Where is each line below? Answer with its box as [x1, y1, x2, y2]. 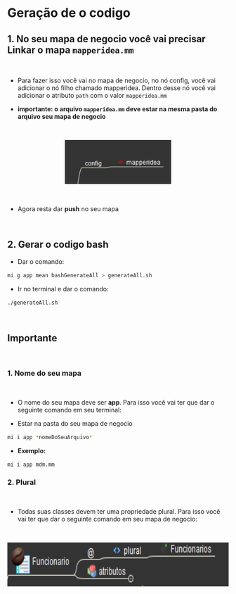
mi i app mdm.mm [7, 461, 55, 468]
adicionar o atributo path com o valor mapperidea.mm [17, 91, 167, 99]
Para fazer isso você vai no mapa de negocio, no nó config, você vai [17, 76, 216, 84]
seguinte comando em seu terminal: [17, 405, 122, 414]
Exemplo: [17, 446, 46, 455]
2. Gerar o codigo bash [7, 239, 109, 251]
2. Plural [7, 477, 37, 487]
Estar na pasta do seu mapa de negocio [17, 419, 133, 427]
